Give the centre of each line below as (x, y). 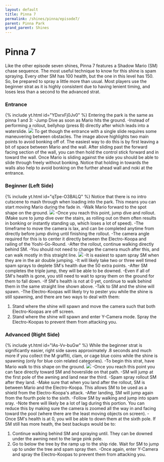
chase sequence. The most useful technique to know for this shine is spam (81, 71)
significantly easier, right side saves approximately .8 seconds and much (78, 350)
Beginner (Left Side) (29, 186)
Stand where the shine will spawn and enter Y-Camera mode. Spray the (84, 316)
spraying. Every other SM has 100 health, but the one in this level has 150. (79, 76)
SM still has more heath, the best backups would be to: (60, 424)
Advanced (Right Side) (33, 334)
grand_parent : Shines (27, 28)
